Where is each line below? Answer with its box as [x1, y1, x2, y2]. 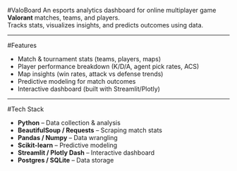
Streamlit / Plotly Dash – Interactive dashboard [17, 148, 155, 157]
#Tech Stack [7, 105, 44, 113]
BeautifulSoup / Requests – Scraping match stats [17, 126, 162, 134]
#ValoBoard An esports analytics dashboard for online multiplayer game [7, 6, 217, 14]
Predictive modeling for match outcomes [17, 77, 136, 85]
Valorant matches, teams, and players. [7, 13, 120, 22]
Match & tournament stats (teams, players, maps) [17, 55, 162, 63]
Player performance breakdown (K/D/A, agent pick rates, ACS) [17, 63, 200, 70]
